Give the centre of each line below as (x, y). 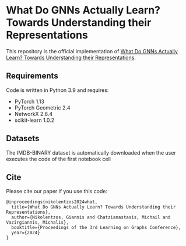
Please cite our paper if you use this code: (57, 192)
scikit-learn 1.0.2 (34, 120)
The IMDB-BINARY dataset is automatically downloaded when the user (91, 152)
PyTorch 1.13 (29, 101)
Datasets (23, 139)
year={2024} (26, 233)
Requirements (32, 76)
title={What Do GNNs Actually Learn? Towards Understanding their (94, 207)
